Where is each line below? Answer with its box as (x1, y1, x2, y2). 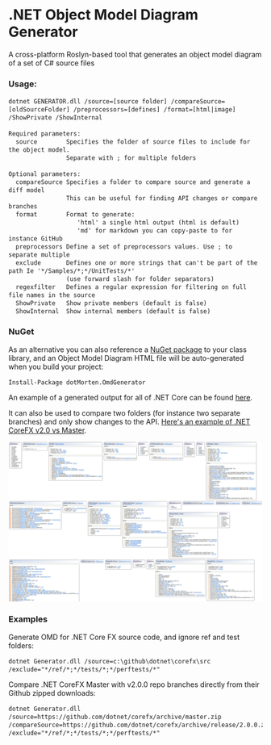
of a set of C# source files (8, 58, 95, 68)
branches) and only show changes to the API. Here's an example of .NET (8, 416, 251, 426)
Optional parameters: (8, 170, 81, 178)
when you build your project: (8, 362, 104, 371)
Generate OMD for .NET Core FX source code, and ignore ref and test (8, 632, 240, 642)
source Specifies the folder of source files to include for (15, 138, 251, 146)
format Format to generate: (15, 211, 135, 219)
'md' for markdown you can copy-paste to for (77, 227, 232, 235)
